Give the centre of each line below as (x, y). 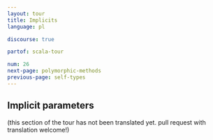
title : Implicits (32, 20)
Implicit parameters (51, 106)
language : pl (26, 26)
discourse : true (31, 39)
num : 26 (19, 64)
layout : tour (26, 14)
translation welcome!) (38, 130)
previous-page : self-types (46, 77)
